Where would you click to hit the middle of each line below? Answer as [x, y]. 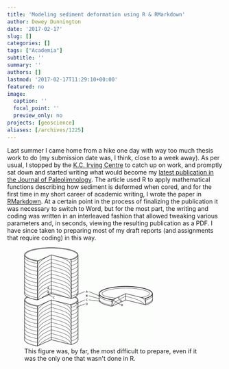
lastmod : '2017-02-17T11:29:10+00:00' [62, 79]
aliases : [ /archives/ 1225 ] [46, 130]
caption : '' [31, 101]
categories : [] [29, 43]
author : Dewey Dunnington [44, 22]
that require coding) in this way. [52, 238]
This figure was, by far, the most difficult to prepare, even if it [111, 351]
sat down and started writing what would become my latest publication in [110, 172]
